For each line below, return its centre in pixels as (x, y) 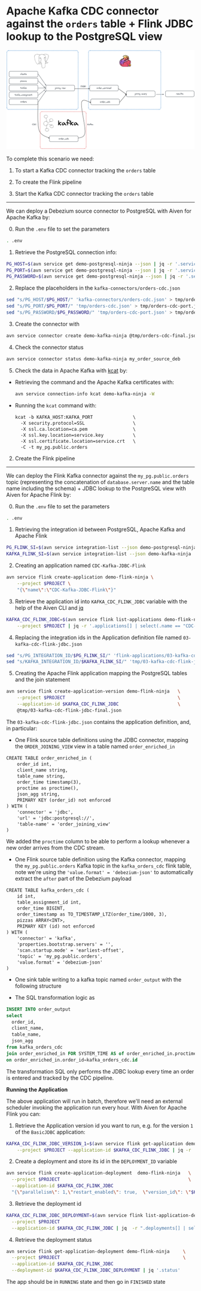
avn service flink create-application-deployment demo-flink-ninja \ (99, 1173)
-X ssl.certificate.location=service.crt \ (78, 441)
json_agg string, (39, 794)
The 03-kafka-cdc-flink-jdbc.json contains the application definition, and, (99, 721)
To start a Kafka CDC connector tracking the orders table (85, 170)
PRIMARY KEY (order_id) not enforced (64, 800)
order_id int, (34, 764)
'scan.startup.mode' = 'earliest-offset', (71, 950)
